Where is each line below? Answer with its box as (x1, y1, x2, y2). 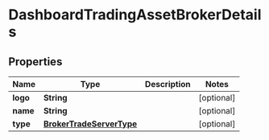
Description (144, 79, 191, 89)
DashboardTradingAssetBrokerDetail (8, 6, 262, 24)
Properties (8, 55, 63, 68)
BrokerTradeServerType (43, 118, 138, 130)
